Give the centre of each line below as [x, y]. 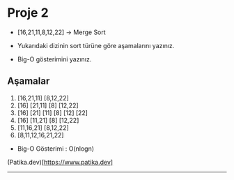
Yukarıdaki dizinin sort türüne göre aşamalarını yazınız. [96, 45]
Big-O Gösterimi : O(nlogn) [56, 149]
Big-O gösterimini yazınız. [54, 59]
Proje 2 [28, 13]
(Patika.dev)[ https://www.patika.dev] [60, 162]
